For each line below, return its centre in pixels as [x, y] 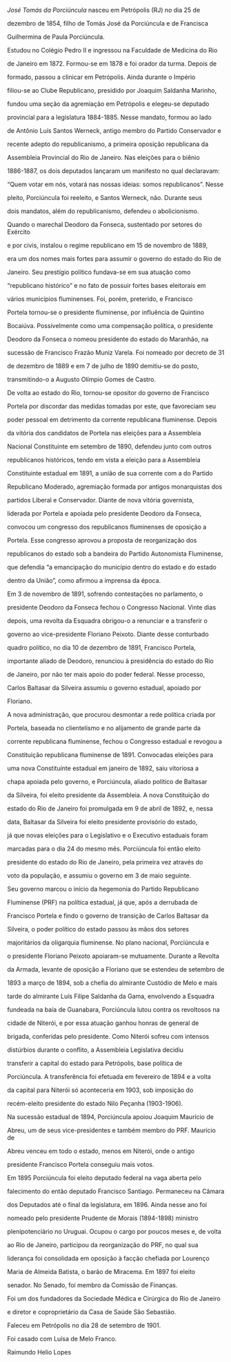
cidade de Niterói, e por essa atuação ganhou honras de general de [103, 1023]
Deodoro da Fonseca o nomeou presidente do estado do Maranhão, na [108, 339]
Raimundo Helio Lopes [39, 1352]
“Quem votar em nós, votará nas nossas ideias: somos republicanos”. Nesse [115, 184]
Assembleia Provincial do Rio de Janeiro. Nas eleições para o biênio [103, 157]
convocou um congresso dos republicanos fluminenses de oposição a [107, 527]
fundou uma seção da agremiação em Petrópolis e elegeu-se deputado [108, 104]
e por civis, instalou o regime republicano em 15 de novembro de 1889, [108, 245]
